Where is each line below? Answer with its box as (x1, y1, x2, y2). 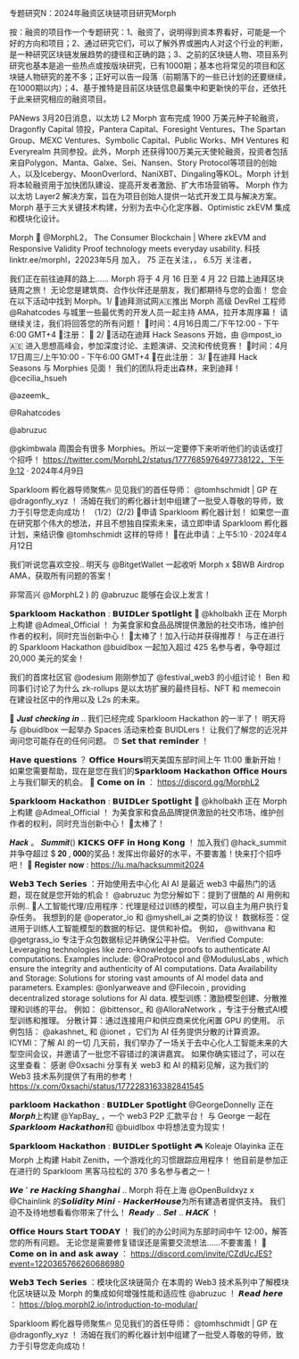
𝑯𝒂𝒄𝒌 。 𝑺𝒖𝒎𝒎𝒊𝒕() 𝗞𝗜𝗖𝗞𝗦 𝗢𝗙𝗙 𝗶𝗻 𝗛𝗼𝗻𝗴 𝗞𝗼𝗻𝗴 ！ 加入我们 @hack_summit (9, 838, 287, 847)
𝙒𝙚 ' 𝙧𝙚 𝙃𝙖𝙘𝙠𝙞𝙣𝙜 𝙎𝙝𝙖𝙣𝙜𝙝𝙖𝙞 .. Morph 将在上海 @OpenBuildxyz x (9, 1185, 254, 1195)
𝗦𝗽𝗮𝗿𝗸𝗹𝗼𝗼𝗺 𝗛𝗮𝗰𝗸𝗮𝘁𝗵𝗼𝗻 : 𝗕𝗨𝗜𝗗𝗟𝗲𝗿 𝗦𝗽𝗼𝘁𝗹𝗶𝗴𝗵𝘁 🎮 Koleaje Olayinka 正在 (9, 1141, 284, 1151)
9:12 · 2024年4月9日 (9, 465, 85, 476)
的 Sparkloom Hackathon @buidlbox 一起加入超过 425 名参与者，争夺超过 (9, 642, 281, 652)
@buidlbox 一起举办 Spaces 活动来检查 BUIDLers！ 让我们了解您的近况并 (19, 724, 288, 735)
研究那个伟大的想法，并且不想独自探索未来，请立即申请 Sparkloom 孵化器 (16, 518, 288, 529)
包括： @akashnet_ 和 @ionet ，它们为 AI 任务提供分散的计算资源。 (16, 1026, 265, 1037)
